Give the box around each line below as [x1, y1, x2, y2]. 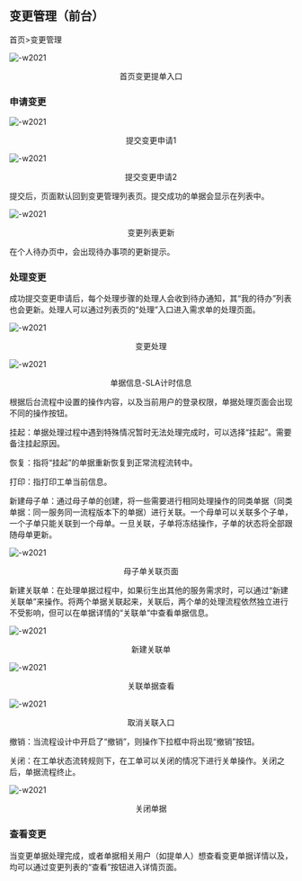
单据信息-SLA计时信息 [110, 377, 192, 389]
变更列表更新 [127, 228, 175, 238]
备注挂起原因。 [9, 438, 65, 449]
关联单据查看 [127, 680, 175, 691]
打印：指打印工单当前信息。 [9, 476, 112, 488]
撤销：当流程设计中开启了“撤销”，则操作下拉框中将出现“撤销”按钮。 [9, 736, 260, 747]
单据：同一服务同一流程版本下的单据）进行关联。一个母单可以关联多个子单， [9, 507, 293, 517]
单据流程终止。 [24, 767, 81, 778]
